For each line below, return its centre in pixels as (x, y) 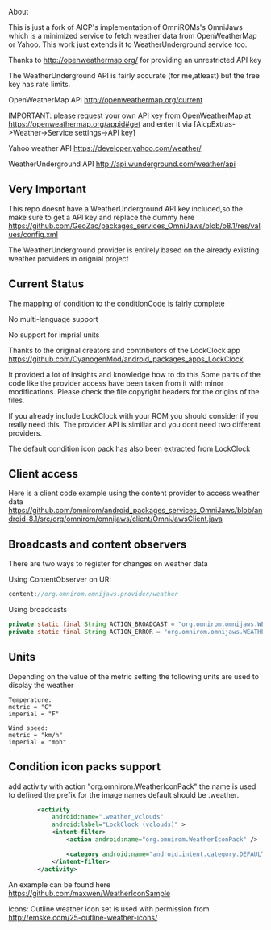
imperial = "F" (34, 714)
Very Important (48, 189)
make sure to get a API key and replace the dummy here (102, 217)
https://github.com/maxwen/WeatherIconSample (90, 893)
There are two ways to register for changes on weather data (108, 564)
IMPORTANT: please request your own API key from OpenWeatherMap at (130, 115)
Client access (44, 474)
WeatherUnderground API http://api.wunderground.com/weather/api (122, 164)
